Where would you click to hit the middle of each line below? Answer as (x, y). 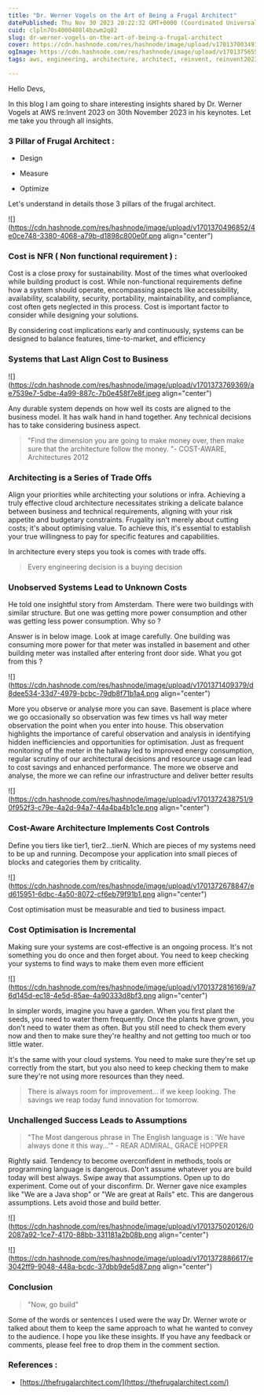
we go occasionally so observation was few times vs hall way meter (118, 717)
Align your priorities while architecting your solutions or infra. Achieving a (127, 495)
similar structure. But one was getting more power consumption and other (128, 613)
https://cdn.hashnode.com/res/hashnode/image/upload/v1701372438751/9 (132, 799)
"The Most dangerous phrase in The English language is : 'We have (136, 1138)
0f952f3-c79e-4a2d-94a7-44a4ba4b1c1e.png (83, 808)
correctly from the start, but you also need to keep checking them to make (128, 1068)
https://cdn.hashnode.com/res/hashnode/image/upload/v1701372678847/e (132, 886)
